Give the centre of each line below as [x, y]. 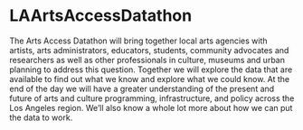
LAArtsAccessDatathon [101, 16]
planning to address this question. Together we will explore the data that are [151, 70]
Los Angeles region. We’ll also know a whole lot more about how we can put [151, 107]
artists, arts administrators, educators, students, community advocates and [149, 50]
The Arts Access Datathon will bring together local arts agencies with [139, 41]
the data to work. [41, 117]
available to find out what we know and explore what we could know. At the [150, 79]
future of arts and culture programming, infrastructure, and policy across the [152, 98]
